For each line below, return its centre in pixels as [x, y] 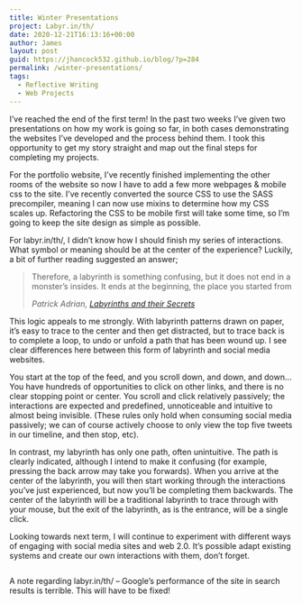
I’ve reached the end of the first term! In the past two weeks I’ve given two [147, 119]
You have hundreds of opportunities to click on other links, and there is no [146, 386]
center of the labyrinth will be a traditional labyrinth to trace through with [144, 499]
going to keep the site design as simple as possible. [105, 223]
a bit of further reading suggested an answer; [94, 259]
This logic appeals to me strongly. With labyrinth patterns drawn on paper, [147, 321]
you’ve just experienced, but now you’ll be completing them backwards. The [151, 490]
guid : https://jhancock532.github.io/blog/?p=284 [105, 59]
